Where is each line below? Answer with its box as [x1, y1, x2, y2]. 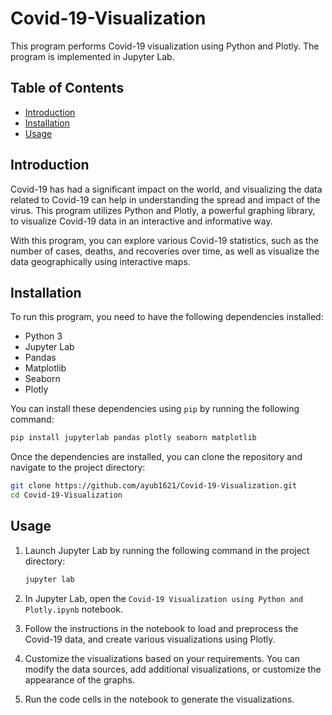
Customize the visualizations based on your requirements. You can [24, 652, 301, 664]
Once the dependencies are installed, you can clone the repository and [10, 451, 303, 463]
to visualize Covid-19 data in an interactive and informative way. [10, 215, 273, 227]
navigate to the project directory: [10, 462, 146, 474]
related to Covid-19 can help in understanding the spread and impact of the [10, 193, 321, 206]
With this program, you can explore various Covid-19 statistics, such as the [10, 234, 319, 246]
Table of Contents [10, 80, 125, 97]
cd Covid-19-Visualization [10, 490, 123, 501]
